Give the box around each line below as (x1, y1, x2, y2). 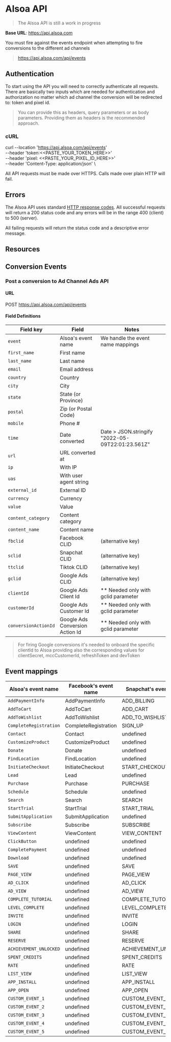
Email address (60, 365, 94, 373)
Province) (60, 397, 83, 404)
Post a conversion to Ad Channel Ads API (5, 277, 109, 285)
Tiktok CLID (60, 564, 88, 571)
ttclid (8, 564, 24, 570)
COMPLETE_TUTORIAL (8, 896, 52, 902)
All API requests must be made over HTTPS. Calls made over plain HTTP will (5, 171, 165, 177)
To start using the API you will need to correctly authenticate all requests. (5, 83, 159, 89)
